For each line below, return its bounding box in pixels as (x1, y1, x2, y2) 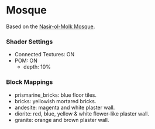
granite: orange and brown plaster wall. (14, 116, 109, 123)
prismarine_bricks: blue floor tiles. (14, 91, 97, 99)
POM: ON (14, 57, 38, 64)
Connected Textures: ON (14, 51, 75, 58)
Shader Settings (6, 38, 53, 46)
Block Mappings (6, 78, 53, 86)
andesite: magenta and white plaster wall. (14, 104, 115, 111)
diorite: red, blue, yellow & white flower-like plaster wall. (14, 110, 149, 117)
